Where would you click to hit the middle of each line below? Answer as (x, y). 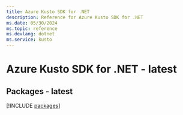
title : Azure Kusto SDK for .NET (48, 12)
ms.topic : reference (32, 28)
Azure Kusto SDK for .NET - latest (91, 69)
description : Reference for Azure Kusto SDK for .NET (75, 17)
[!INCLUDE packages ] (33, 106)
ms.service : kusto (29, 40)
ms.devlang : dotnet (31, 34)
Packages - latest (40, 91)
